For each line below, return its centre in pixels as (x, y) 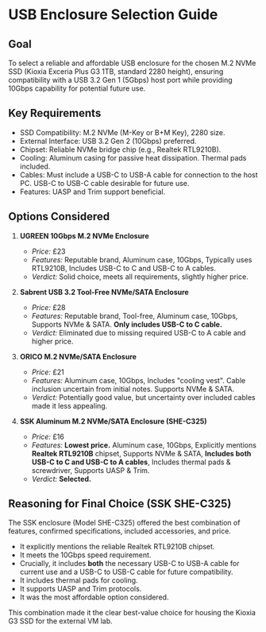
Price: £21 (48, 372)
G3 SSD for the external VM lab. (60, 621)
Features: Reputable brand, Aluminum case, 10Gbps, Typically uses (142, 259)
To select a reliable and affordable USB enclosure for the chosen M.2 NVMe (132, 63)
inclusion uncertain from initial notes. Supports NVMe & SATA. (133, 389)
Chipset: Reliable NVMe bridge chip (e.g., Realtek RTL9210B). (120, 149)
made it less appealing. (69, 405)
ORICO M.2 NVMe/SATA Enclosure (78, 356)
